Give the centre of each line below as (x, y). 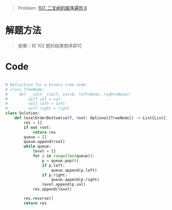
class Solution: (23, 113)
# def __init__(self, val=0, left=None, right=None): (68, 94)
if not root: (38, 127)
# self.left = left (35, 104)
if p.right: (55, 175)
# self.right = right (38, 109)
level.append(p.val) (64, 184)
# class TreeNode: (25, 89)
